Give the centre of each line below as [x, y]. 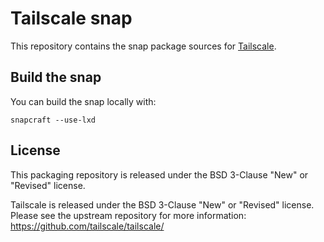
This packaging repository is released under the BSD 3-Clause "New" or [159, 174]
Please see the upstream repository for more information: [128, 215]
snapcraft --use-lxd [53, 120]
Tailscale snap [71, 18]
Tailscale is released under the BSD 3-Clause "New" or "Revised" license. [162, 204]
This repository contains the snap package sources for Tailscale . [143, 46]
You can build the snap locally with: [83, 101]
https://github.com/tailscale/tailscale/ [87, 226]
